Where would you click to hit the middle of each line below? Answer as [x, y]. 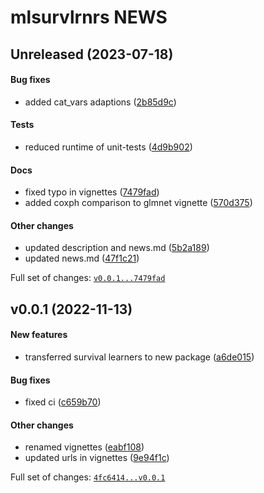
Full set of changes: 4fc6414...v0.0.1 [88, 477]
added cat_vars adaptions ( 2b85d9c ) [100, 102]
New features [39, 335]
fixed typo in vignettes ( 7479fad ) [92, 192]
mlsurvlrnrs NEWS [89, 17]
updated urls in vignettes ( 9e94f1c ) [97, 458]
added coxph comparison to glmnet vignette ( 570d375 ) [138, 203]
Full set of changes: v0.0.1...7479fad [88, 278]
